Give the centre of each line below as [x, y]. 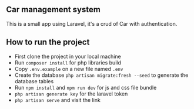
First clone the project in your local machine [68, 56]
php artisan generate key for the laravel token [71, 94]
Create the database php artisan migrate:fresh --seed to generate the [101, 75]
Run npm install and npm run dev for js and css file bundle [86, 87]
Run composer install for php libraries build [68, 62]
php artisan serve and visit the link [58, 100]
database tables [34, 81]
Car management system [53, 10]
